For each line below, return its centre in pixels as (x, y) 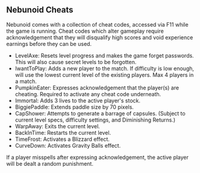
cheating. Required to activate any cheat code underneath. (88, 94)
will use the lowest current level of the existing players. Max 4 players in (104, 74)
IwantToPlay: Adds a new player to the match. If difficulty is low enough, (105, 68)
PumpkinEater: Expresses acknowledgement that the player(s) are (97, 88)
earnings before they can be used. (49, 44)
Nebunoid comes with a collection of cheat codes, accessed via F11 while (97, 24)
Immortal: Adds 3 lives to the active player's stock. (77, 100)
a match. (26, 81)
